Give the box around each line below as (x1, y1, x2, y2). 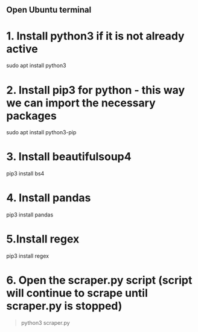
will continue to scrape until (6, 287, 148, 300)
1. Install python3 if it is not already (6, 29, 185, 43)
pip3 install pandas (6, 211, 54, 218)
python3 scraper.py (21, 319, 71, 327)
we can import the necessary (6, 96, 156, 109)
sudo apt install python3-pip (6, 129, 77, 136)
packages (6, 109, 57, 123)
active (6, 42, 38, 56)
